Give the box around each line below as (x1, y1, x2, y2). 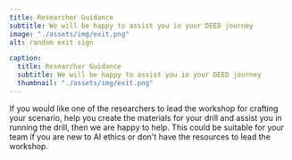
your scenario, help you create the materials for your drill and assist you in (9, 112, 283, 123)
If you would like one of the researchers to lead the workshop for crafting (9, 103, 279, 114)
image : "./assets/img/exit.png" (9, 29, 129, 38)
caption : (9, 54, 42, 63)
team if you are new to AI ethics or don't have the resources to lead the (9, 131, 271, 142)
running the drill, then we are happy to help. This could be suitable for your (9, 122, 284, 132)
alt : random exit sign (9, 37, 94, 47)
